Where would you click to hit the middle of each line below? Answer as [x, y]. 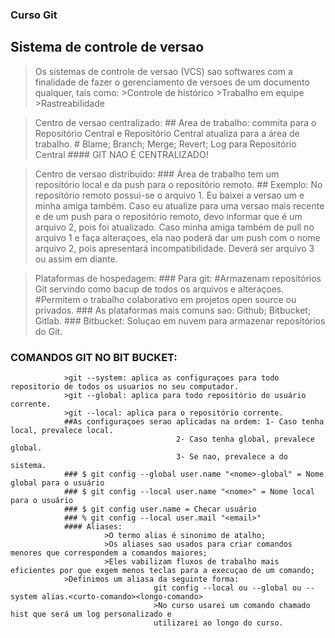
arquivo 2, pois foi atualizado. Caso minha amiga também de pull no [174, 227]
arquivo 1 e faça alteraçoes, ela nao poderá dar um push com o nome [177, 237]
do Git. [48, 331]
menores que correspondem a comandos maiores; [109, 553]
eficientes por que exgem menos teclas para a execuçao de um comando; [162, 571]
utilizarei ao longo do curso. [218, 623]
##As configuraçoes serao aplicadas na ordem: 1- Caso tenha [194, 422]
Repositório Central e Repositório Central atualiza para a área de [167, 133]
